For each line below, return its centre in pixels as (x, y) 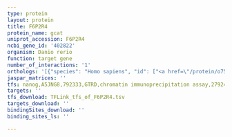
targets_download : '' (38, 104)
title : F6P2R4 (28, 26)
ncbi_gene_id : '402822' (41, 46)
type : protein (28, 13)
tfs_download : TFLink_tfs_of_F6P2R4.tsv (66, 98)
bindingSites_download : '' (46, 110)
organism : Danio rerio (40, 53)
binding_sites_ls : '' (38, 116)
